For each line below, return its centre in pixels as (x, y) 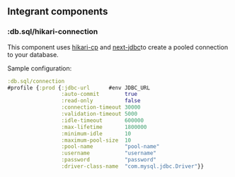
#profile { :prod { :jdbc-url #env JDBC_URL (79, 87)
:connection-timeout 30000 (101, 108)
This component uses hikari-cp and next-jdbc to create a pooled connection (118, 47)
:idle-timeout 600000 (102, 120)
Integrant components (58, 12)
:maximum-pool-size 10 (96, 140)
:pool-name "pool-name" (110, 147)
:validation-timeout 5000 (99, 114)
